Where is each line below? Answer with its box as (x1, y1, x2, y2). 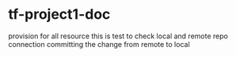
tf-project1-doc (8, 5, 111, 23)
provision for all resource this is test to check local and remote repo (8, 31, 228, 41)
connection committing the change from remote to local (8, 39, 190, 48)
